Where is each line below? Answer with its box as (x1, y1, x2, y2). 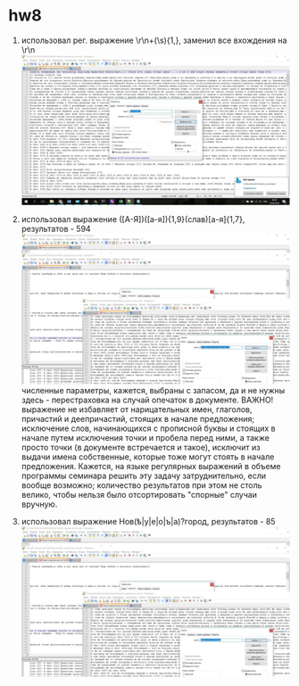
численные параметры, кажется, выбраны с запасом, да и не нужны (21, 385, 286, 396)
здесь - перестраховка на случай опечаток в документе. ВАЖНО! (21, 394, 274, 406)
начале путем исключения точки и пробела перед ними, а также (21, 433, 270, 443)
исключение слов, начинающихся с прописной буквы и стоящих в (21, 423, 276, 434)
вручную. (21, 499, 58, 509)
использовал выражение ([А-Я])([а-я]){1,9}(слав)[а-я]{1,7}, (21, 214, 245, 225)
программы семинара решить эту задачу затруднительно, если (21, 470, 267, 482)
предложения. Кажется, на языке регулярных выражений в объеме (21, 461, 281, 472)
